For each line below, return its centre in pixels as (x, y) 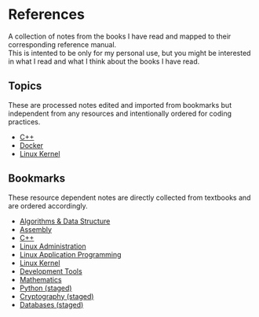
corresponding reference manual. (62, 44)
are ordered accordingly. (48, 205)
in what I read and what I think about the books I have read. (104, 61)
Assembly (36, 229)
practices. (24, 122)
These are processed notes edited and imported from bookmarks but (120, 105)
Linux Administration (53, 246)
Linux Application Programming (70, 254)
